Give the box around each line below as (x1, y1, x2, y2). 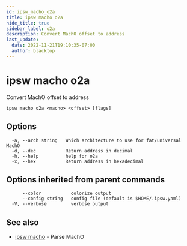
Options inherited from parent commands (6, 175, 165, 185)
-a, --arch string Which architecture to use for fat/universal (11, 137, 182, 143)
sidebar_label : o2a (6, 25, 55, 32)
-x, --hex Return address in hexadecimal (11, 158, 144, 164)
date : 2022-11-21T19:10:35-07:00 (11, 43, 96, 49)
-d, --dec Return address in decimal (11, 148, 133, 154)
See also (6, 217, 39, 227)
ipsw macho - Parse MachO (14, 233, 84, 241)
